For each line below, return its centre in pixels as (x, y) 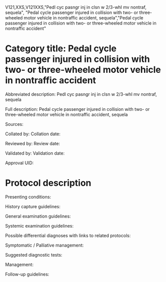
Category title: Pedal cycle (61, 49)
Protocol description (48, 183)
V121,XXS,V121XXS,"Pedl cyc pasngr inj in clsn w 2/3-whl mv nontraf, (76, 7)
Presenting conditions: (28, 197)
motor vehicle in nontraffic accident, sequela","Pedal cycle (84, 18)
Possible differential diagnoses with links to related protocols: (68, 235)
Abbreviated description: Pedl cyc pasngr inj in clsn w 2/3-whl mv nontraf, (81, 94)
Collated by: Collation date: (33, 134)
